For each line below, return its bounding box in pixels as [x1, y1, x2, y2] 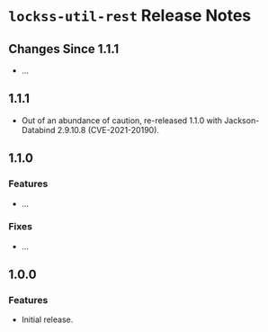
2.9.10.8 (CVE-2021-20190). [57, 124, 159, 135]
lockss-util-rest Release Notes [8, 5, 252, 26]
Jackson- [223, 114, 260, 126]
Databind [21, 124, 56, 135]
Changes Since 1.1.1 [8, 41, 120, 57]
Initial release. [21, 314, 74, 325]
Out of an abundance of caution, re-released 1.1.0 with [21, 114, 222, 126]
